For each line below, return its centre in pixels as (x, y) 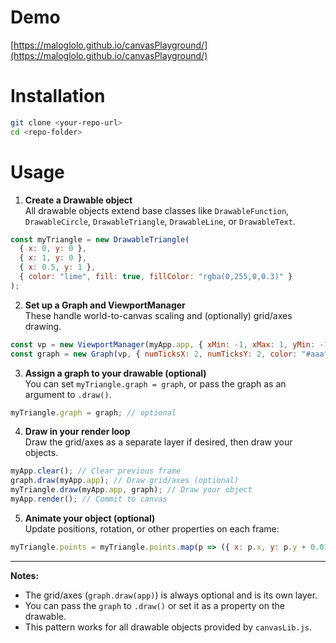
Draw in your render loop (77, 432)
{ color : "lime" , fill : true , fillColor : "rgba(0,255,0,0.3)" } (156, 277)
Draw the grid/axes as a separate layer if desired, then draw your (158, 442)
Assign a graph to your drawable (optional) (115, 373)
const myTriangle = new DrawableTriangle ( (100, 239)
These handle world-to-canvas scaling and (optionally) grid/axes (158, 315)
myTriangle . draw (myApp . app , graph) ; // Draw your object (131, 490)
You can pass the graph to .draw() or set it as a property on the (154, 605)
